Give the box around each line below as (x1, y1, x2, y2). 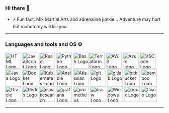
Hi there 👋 (5, 5, 30, 12)
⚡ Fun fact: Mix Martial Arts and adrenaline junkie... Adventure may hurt (12, 16, 161, 22)
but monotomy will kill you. (12, 24, 68, 30)
